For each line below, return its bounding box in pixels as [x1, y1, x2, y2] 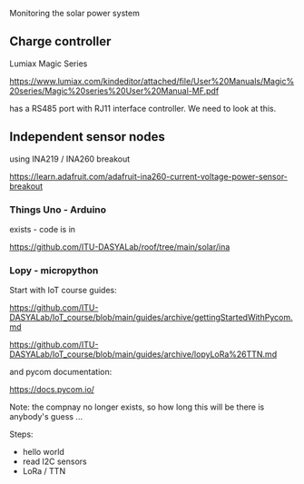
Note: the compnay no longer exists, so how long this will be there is [9, 401, 265, 412]
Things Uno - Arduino [9, 203, 107, 216]
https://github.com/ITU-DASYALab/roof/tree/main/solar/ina [9, 241, 230, 252]
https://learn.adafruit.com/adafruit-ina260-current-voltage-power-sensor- [9, 171, 289, 182]
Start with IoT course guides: [9, 285, 118, 296]
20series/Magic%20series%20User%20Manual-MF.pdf [9, 85, 220, 96]
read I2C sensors [22, 456, 88, 467]
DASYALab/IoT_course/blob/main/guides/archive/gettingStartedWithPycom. [9, 312, 293, 323]
